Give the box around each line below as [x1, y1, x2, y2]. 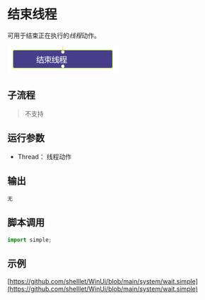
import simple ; [7, 236, 52, 244]
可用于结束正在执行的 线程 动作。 [7, 31, 100, 40]
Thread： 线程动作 [17, 152, 72, 161]
